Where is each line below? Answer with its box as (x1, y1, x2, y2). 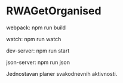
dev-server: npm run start (6, 47, 70, 54)
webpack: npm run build (6, 24, 66, 31)
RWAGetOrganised (6, 4, 102, 18)
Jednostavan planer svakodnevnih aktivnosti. (6, 70, 118, 77)
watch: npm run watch (6, 35, 61, 42)
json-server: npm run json (6, 59, 70, 66)
